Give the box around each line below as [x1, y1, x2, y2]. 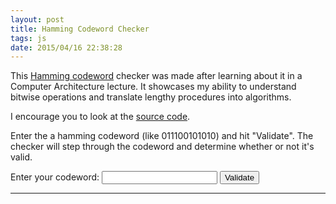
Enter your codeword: [10, 171, 100, 183]
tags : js [10, 33, 47, 43]
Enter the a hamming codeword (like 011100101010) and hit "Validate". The [10, 130, 314, 142]
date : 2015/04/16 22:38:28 [10, 42, 123, 53]
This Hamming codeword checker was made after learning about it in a [10, 70, 303, 82]
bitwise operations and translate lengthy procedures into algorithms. [10, 91, 292, 103]
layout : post [10, 14, 65, 25]
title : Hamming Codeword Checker [10, 24, 150, 34]
